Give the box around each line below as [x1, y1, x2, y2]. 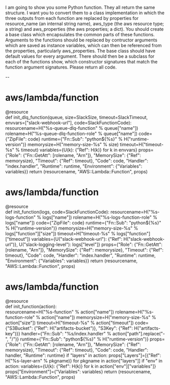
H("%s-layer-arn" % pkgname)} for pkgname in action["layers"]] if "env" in [5, 357, 163, 364]
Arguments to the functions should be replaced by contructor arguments [5, 37, 158, 43]
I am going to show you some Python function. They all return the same [5, 5, 155, 10]
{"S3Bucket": [5, 325, 33, 331]
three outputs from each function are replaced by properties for [5, 15, 139, 21]
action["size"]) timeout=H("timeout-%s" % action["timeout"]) [5, 320, 134, 326]
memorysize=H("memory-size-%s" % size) [27, 141, 119, 147]
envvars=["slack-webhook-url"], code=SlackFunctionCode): [5, 120, 132, 126]
